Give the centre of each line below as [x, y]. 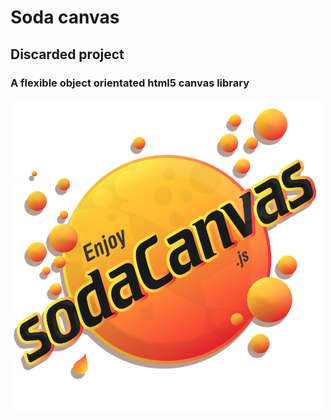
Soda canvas [65, 17]
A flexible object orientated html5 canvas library [130, 83]
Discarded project [67, 54]
